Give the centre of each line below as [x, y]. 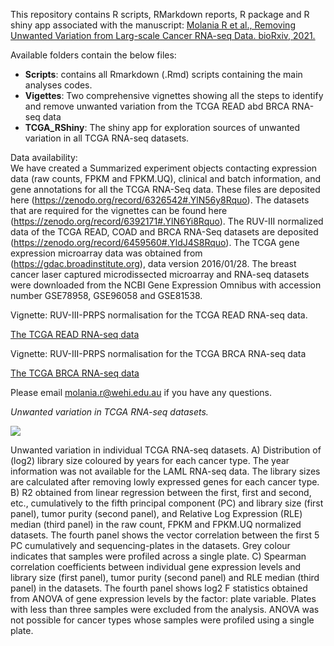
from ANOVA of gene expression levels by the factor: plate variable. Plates [163, 598]
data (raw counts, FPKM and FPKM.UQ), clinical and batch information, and [165, 178]
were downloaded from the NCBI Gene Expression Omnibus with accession [166, 285]
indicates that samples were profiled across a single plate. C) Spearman [158, 556]
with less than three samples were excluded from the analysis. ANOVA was [165, 609]
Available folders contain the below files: [93, 55]
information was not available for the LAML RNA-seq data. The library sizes [165, 471]
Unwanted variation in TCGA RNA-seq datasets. [109, 412]
